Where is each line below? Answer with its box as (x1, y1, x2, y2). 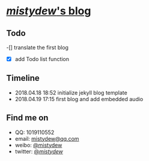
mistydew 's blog (6, 4, 91, 18)
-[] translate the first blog (6, 44, 69, 51)
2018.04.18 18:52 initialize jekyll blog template (14, 89, 127, 96)
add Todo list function (14, 56, 70, 62)
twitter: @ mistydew (14, 148, 63, 155)
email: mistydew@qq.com (14, 135, 79, 142)
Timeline (6, 73, 40, 83)
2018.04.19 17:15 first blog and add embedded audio (14, 95, 144, 102)
